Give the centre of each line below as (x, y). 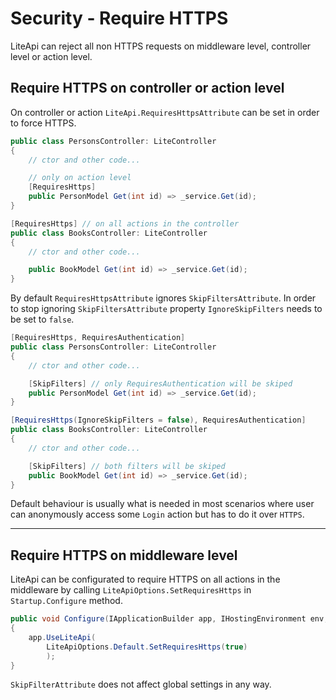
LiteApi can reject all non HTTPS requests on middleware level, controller (161, 46)
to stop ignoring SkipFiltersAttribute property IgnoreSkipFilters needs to (166, 309)
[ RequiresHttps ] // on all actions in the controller (125, 223)
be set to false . (42, 319)
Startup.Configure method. (66, 601)
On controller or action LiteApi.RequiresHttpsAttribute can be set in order (165, 112)
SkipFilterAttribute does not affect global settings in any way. (141, 684)
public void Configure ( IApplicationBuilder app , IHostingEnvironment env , (169, 619)
